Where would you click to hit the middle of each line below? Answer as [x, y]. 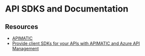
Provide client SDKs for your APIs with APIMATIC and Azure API [76, 43]
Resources [22, 27]
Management [25, 49]
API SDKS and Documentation [67, 9]
